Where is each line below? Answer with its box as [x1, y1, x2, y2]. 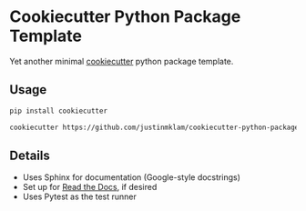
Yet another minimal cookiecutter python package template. [9, 55, 234, 66]
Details [9, 147, 50, 163]
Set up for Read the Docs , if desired [22, 182, 158, 193]
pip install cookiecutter [9, 106, 107, 116]
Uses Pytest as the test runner [22, 191, 137, 202]
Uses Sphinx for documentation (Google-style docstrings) [22, 172, 241, 183]
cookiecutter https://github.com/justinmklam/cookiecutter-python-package [9, 123, 300, 132]
